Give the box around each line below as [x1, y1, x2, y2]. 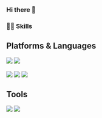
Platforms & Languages [6, 41, 97, 51]
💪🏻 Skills [6, 21, 33, 30]
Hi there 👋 [6, 6, 36, 14]
